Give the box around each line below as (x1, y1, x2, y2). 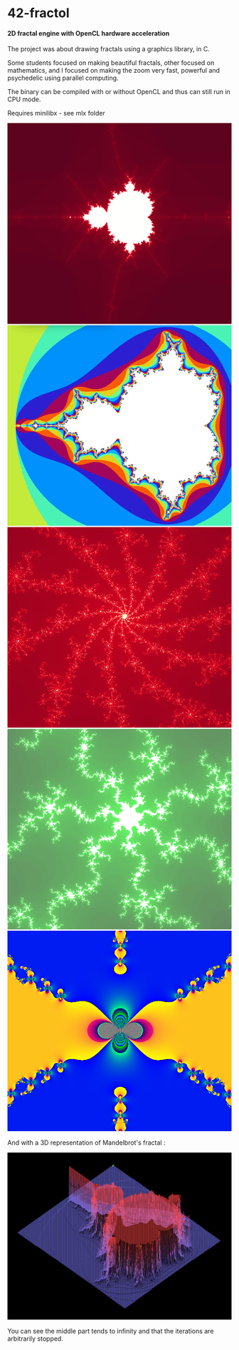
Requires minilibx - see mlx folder (7, 109, 105, 118)
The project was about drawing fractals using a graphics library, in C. (7, 45, 210, 53)
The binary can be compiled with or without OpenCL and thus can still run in (7, 88, 231, 96)
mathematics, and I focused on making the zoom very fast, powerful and (7, 66, 221, 75)
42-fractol (7, 5, 70, 21)
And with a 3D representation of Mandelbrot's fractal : (7, 1138, 166, 1147)
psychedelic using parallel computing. (7, 73, 119, 83)
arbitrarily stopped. (7, 1334, 64, 1343)
